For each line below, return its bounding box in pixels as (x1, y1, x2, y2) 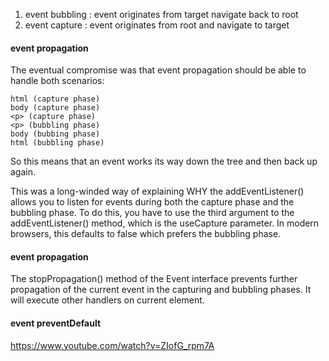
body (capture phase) (10, 103, 101, 113)
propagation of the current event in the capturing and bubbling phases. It (10, 284, 312, 296)
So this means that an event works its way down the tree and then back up (10, 155, 318, 168)
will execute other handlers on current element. (10, 294, 205, 306)
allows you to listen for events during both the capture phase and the (10, 196, 295, 208)
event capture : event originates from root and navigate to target (24, 19, 290, 31)
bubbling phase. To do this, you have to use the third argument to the (10, 207, 295, 219)
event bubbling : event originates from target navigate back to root (24, 9, 299, 20)
